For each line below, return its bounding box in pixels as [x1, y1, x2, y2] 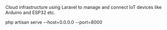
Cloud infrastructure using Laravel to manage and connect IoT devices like [5, 4, 162, 10]
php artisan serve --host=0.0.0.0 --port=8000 [5, 19, 103, 25]
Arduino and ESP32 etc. [5, 9, 56, 15]
